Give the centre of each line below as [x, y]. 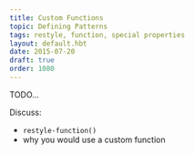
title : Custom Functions [56, 18]
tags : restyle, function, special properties [97, 35]
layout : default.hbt [49, 43]
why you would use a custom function [94, 139]
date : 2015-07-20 [42, 52]
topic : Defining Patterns [58, 26]
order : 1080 [32, 69]
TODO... [24, 94]
